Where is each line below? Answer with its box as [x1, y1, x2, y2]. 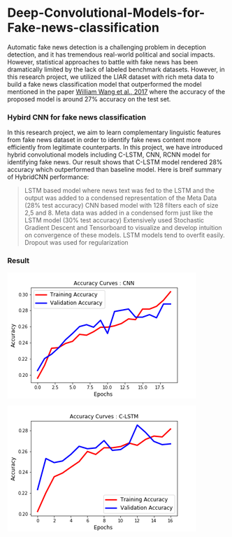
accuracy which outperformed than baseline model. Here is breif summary [7, 166, 222, 174]
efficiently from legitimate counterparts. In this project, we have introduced [7, 143, 223, 152]
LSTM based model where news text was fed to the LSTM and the [24, 187, 215, 195]
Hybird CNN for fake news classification [7, 112, 147, 122]
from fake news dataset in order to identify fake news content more [7, 136, 201, 144]
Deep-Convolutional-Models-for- [7, 5, 205, 21]
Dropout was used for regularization [24, 238, 129, 247]
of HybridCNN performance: [7, 173, 89, 181]
